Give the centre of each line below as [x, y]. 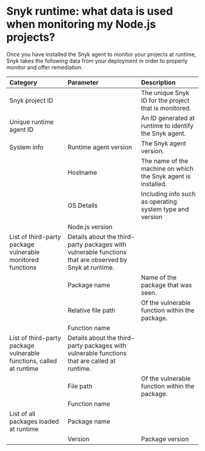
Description [158, 82]
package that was [167, 285]
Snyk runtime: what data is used [90, 11]
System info [27, 147]
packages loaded [34, 421]
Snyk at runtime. [91, 267]
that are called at [92, 361]
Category [23, 82]
